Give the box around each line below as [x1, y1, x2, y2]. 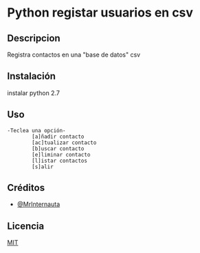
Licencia [7, 220, 45, 232]
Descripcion [7, 32, 60, 44]
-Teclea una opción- [7, 127, 67, 134]
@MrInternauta [16, 200, 60, 208]
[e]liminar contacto [32, 151, 91, 158]
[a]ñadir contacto [32, 133, 85, 140]
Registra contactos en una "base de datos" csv [7, 50, 141, 59]
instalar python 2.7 [7, 88, 60, 97]
